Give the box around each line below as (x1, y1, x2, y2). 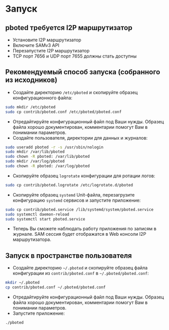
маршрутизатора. (12, 236, 51, 242)
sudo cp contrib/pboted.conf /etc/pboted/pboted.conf (5, 109, 122, 115)
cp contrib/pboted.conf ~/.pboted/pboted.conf (5, 285, 106, 290)
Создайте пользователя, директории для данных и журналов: (12, 134, 148, 141)
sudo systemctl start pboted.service (5, 216, 86, 222)
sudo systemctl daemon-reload (5, 212, 70, 217)
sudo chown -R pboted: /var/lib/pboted (5, 154, 90, 159)
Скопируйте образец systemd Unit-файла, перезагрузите (12, 191, 135, 198)
